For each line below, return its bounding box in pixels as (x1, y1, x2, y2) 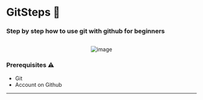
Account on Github (14, 81, 62, 88)
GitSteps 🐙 (6, 5, 60, 19)
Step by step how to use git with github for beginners (6, 27, 165, 36)
